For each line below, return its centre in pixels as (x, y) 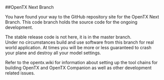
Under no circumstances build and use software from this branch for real (80, 42)
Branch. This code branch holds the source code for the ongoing (71, 22)
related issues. (20, 73)
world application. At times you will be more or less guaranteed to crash (79, 47)
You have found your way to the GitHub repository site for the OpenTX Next (82, 17)
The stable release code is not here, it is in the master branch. (68, 37)
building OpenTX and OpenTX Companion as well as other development (79, 68)
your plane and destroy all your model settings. (53, 53)
